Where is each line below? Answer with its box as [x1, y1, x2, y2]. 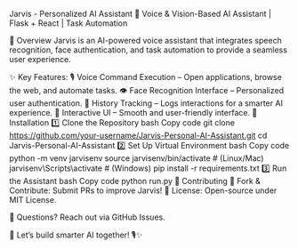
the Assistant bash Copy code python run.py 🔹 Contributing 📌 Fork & [9, 176, 261, 186]
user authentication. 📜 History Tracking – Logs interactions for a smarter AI [9, 98, 283, 108]
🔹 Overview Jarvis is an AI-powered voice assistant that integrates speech [9, 36, 282, 45]
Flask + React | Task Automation [9, 18, 128, 28]
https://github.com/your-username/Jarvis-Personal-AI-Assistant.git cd [9, 130, 268, 141]
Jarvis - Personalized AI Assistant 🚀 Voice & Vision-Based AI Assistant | [9, 9, 271, 19]
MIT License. [9, 195, 57, 205]
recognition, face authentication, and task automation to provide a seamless [9, 44, 287, 55]
